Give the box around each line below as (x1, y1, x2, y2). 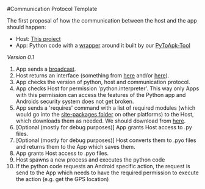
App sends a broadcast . (15, 65, 76, 73)
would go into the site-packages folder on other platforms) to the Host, (15, 111, 194, 118)
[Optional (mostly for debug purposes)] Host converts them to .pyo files (15, 137, 196, 144)
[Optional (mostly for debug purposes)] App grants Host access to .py (15, 124, 192, 130)
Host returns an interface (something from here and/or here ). (15, 72, 170, 79)
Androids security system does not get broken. (15, 98, 134, 105)
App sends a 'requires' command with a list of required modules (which (15, 104, 196, 112)
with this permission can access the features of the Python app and (15, 91, 186, 98)
